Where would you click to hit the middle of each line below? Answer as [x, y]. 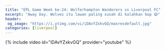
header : [13, 19]
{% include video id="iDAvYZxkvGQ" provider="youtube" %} [68, 42]
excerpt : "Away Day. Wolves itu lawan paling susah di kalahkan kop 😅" [83, 14]
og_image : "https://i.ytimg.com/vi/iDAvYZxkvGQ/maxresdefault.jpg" [79, 24]
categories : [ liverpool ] [31, 28]
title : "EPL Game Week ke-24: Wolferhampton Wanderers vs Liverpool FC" [83, 10]
